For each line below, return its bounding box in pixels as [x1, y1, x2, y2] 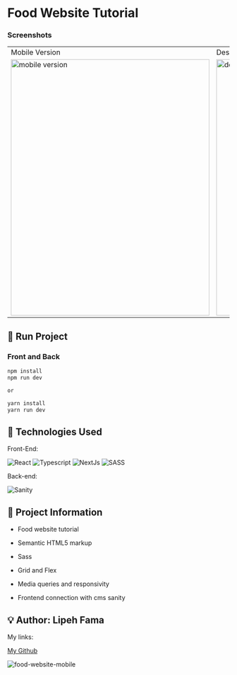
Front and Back [7, 351, 60, 361]
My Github [7, 646, 38, 655]
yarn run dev [7, 406, 46, 413]
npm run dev [7, 375, 42, 382]
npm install [7, 368, 42, 375]
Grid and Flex [17, 566, 57, 575]
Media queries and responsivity [17, 580, 109, 588]
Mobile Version [11, 47, 61, 57]
